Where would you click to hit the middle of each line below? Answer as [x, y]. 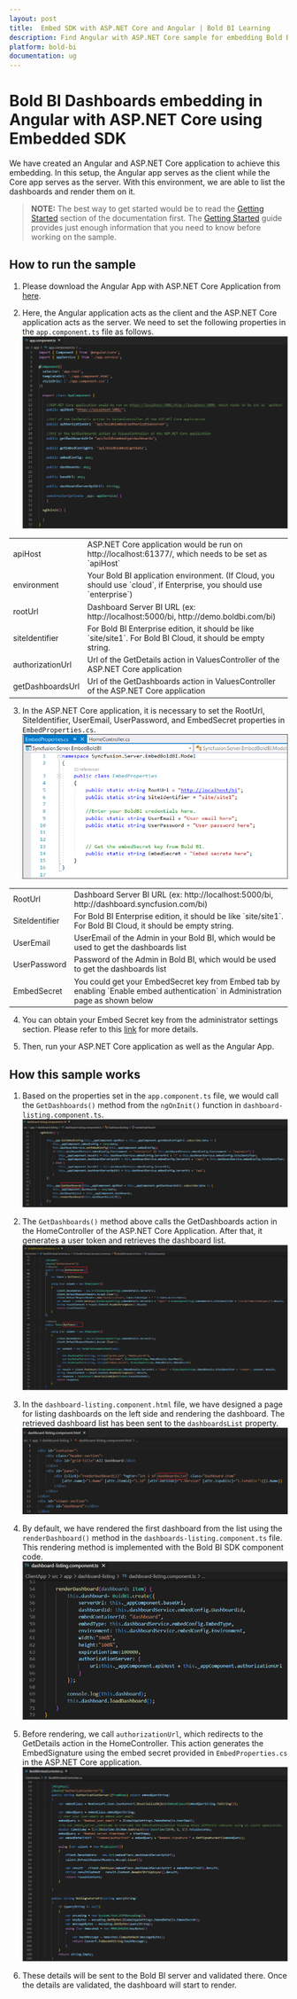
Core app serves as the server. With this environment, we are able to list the [147, 183]
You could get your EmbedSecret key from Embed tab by [177, 981]
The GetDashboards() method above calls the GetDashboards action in [149, 1221]
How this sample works [75, 1074]
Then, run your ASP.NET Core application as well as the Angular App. [148, 1047]
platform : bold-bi [43, 47]
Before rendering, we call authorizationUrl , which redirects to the [142, 1734]
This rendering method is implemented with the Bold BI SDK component [153, 1547]
